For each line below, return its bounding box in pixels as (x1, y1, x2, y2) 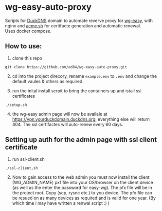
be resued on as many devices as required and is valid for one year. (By (12, 195, 156, 201)
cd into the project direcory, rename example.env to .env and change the (12, 73, 157, 79)
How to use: (5, 42, 42, 50)
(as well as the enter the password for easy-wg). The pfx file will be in (12, 185, 152, 190)
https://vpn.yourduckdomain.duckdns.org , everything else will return (12, 116, 150, 122)
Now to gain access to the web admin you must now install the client (12, 174, 150, 180)
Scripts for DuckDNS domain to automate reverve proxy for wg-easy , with (5, 18, 153, 23)
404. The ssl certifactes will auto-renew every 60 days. (12, 121, 123, 127)
